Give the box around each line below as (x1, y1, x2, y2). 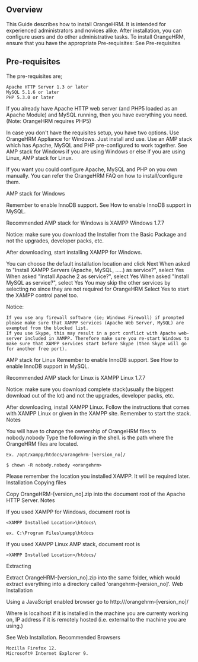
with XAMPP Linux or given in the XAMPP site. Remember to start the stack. (6, 409, 191, 417)
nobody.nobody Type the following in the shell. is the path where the (6, 434, 174, 441)
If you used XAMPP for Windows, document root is (6, 508, 130, 515)
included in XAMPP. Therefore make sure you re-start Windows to (24, 335, 190, 341)
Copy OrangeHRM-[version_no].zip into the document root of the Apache (6, 490, 186, 497)
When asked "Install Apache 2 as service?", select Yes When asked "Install (6, 273, 189, 280)
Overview (6, 5, 43, 15)
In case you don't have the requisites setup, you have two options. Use (6, 129, 180, 136)
